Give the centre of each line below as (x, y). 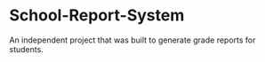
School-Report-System (97, 15)
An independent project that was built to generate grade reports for (132, 40)
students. (27, 49)
